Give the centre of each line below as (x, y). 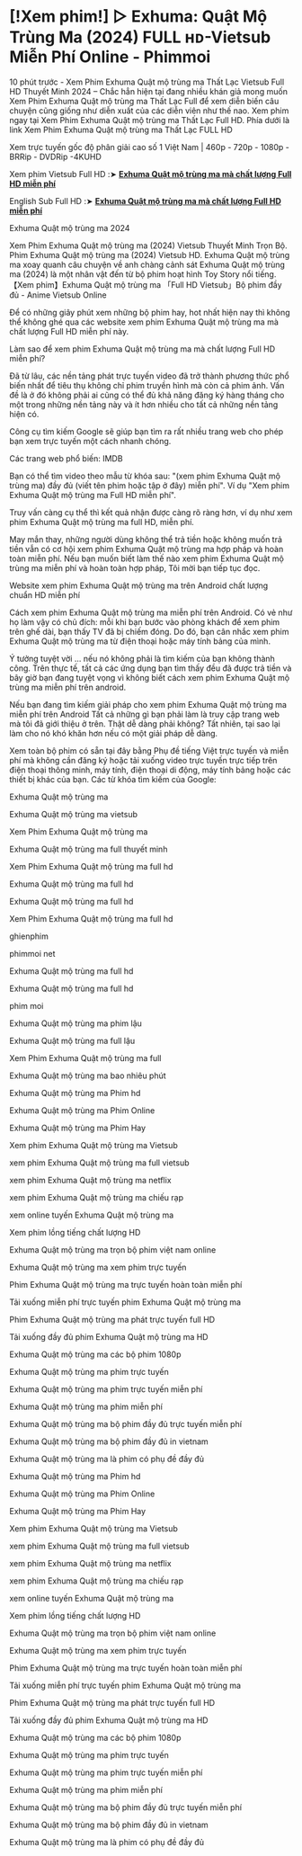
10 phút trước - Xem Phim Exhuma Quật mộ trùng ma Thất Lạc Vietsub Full (147, 82)
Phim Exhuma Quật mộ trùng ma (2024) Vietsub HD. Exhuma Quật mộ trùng (150, 254)
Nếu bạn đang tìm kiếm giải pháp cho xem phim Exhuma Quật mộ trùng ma (148, 704)
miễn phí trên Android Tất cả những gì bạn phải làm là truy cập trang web (145, 714)
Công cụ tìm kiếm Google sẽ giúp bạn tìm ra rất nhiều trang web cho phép (147, 431)
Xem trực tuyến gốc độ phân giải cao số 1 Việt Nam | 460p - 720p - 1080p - (149, 147)
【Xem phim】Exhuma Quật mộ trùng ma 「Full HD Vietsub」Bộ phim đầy (146, 284)
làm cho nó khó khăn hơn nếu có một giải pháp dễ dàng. (114, 733)
